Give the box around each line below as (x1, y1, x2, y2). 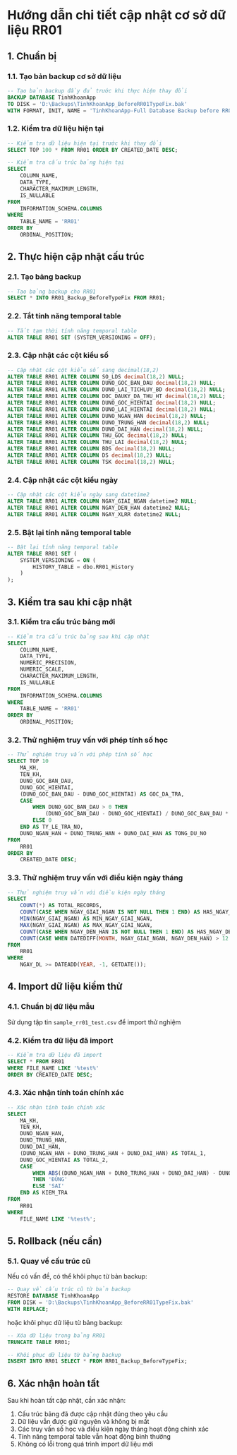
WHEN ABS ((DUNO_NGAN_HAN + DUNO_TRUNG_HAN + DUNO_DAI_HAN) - (32, 1169, 217, 1177)
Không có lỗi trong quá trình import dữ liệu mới (17, 1440, 154, 1449)
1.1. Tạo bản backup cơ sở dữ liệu (7, 71, 121, 81)
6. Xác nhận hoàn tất (7, 1377, 100, 1389)
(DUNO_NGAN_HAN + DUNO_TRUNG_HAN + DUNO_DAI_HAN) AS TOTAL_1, (20, 1149, 207, 1157)
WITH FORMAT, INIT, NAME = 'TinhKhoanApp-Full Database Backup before (7, 107, 219, 114)
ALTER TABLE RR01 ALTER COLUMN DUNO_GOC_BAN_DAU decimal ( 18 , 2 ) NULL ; (7, 380, 217, 387)
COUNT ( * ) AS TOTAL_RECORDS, (20, 902, 102, 909)
